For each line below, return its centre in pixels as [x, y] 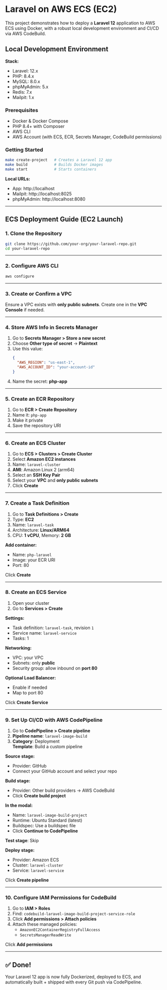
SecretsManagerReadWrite [45, 935]
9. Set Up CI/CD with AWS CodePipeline [54, 720]
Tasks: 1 [20, 638]
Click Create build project [39, 796]
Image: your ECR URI [34, 560]
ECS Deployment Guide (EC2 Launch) [64, 219]
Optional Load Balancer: [31, 677]
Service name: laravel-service [44, 633]
